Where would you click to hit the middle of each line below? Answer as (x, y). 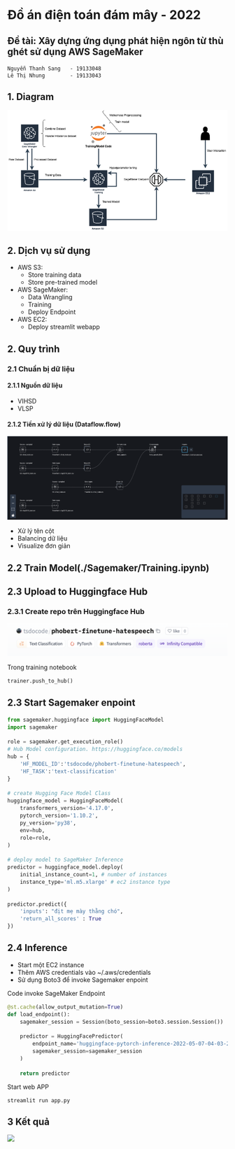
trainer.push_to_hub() (40, 681)
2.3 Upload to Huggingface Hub (78, 591)
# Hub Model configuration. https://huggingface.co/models (95, 749)
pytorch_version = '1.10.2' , (59, 816)
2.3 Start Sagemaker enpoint (71, 703)
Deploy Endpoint (52, 312)
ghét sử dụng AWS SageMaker (75, 51)
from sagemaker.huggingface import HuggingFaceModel (86, 720)
